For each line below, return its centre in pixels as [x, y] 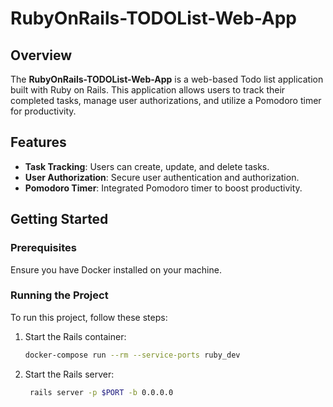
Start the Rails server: [69, 374]
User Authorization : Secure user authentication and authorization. [162, 177]
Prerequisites [43, 248]
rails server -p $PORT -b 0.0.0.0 [101, 392]
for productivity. [43, 111]
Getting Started [59, 219]
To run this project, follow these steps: [89, 317]
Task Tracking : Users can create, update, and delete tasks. [147, 166]
